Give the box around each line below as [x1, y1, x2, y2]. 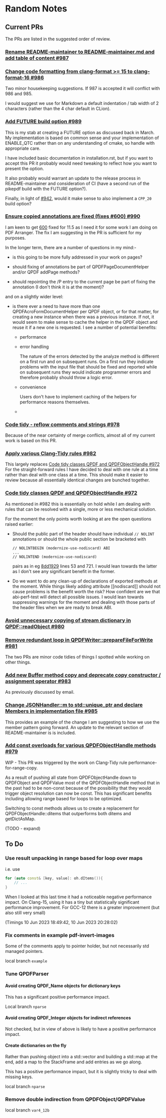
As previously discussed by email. [5, 689, 75, 695]
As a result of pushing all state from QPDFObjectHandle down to [5, 774, 137, 780]
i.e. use [5, 866, 20, 872]
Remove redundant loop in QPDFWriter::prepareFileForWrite [5, 636, 153, 643]
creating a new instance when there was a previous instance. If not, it [12, 314, 155, 320]
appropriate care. [5, 145, 41, 151]
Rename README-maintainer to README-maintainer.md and [5, 48, 155, 55]
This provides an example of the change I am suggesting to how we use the [5, 719, 160, 725]
